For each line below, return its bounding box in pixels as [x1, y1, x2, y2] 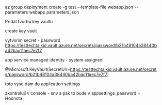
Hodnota [5, 95, 23, 101]
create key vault [5, 28, 37, 33]
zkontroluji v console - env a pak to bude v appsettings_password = [5, 90, 141, 96]
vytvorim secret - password [5, 37, 61, 43]
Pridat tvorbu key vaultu [5, 19, 53, 24]
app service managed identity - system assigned [5, 57, 103, 62]
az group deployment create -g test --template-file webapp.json [5, 4, 133, 10]
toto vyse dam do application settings [5, 81, 81, 87]
